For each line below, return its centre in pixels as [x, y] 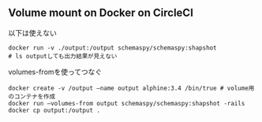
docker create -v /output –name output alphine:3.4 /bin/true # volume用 [131, 88]
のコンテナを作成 [32, 96]
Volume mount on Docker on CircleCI [101, 13]
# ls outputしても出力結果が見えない [63, 56]
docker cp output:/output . [54, 110]
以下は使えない [32, 33]
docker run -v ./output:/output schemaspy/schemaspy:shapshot [112, 48]
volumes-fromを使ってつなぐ [55, 72]
